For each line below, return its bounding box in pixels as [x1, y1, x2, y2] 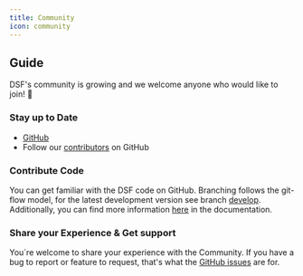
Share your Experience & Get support [9, 226, 176, 239]
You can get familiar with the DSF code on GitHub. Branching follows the [9, 185, 279, 195]
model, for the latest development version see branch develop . [27, 194, 261, 205]
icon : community [9, 22, 71, 31]
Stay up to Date [9, 111, 79, 124]
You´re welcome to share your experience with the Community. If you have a [9, 247, 295, 258]
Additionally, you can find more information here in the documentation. [9, 204, 273, 214]
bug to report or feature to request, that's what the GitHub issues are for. [9, 257, 280, 268]
